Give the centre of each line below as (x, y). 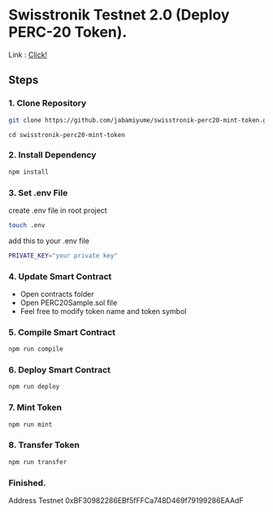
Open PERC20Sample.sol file (69, 303)
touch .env (27, 225)
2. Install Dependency (52, 155)
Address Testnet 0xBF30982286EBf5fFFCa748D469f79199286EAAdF (126, 500)
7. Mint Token (35, 407)
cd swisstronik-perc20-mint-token (67, 135)
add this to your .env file (49, 240)
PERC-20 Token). (68, 32)
